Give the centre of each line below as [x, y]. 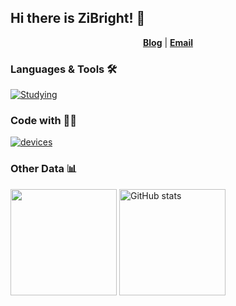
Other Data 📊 [44, 169]
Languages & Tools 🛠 [64, 69]
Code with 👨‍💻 [43, 121]
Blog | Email [168, 42]
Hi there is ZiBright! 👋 [78, 18]
